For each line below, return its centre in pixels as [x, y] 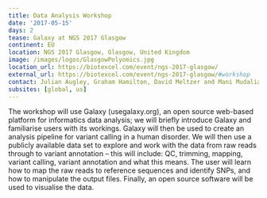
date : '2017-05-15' [41, 23]
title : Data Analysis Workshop [60, 15]
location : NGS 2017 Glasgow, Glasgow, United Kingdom [99, 52]
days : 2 [21, 30]
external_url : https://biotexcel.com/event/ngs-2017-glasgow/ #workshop [129, 74]
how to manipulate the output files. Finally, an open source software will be [131, 179]
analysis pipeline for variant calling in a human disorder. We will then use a [130, 137]
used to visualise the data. [51, 188]
